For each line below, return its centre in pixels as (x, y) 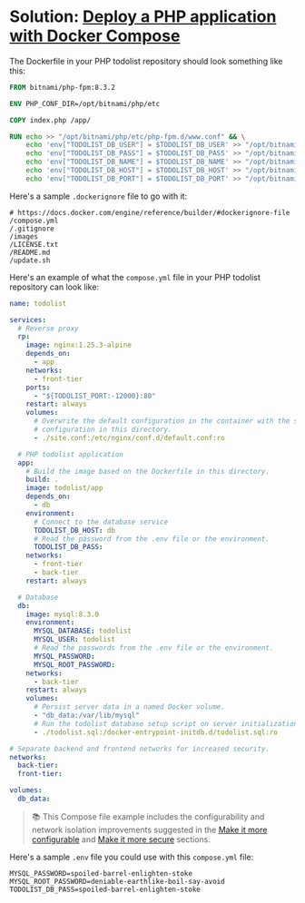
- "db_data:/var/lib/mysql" (87, 716)
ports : (38, 388)
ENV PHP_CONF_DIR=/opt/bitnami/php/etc (85, 103)
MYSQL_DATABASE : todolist (82, 631)
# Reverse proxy (48, 329)
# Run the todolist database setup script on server (135, 723)
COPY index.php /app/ (50, 120)
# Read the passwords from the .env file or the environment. (153, 648)
